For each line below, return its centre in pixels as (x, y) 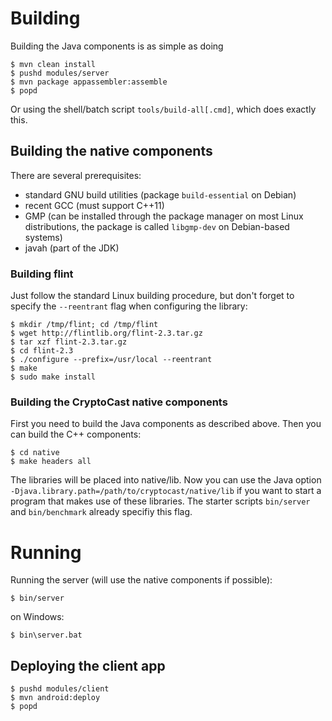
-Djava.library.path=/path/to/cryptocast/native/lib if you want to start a (166, 491)
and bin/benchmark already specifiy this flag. (101, 512)
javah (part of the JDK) (72, 248)
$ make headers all (51, 462)
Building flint (42, 274)
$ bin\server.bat (46, 635)
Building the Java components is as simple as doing (117, 46)
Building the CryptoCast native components (119, 402)
